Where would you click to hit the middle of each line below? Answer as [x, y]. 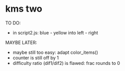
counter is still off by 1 [36, 58]
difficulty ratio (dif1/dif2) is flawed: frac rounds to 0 [66, 63]
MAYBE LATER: [21, 42]
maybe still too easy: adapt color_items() [55, 52]
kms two [24, 9]
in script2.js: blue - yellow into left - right [55, 32]
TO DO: [13, 23]
